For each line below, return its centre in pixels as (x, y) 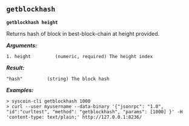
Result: (15, 68)
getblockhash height (32, 22)
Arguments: (22, 45)
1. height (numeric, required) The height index (80, 56)
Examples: (20, 90)
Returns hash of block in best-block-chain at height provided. (83, 33)
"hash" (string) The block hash (58, 79)
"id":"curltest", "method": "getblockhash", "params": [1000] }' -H (94, 111)
